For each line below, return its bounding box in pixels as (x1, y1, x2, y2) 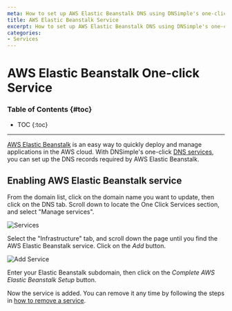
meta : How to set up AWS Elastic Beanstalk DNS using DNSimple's (7, 10, 199, 17)
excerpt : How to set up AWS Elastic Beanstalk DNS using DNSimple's (7, 23, 209, 30)
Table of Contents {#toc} (7, 105, 93, 114)
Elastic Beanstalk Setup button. (7, 276, 97, 284)
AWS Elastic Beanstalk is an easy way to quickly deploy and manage (7, 140, 202, 148)
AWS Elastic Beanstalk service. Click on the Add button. (7, 242, 166, 250)
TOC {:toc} (17, 120, 48, 128)
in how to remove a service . (7, 297, 86, 305)
